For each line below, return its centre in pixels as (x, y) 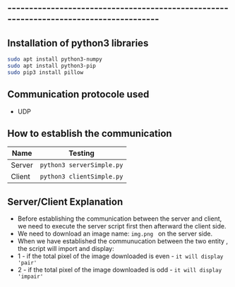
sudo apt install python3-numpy (55, 59)
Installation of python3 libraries (78, 43)
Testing (82, 153)
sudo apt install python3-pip (52, 66)
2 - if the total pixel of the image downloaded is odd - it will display (120, 270)
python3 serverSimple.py (82, 165)
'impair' (30, 277)
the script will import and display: (66, 249)
